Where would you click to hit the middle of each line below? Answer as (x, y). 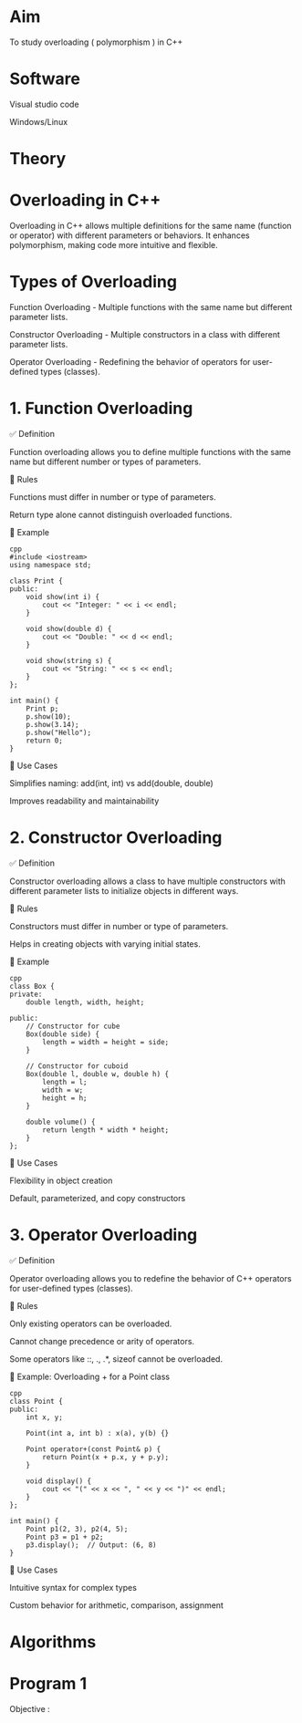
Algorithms (53, 1641)
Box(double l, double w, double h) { (98, 1074)
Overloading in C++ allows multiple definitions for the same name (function (151, 226)
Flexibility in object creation (61, 1180)
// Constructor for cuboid (77, 1066)
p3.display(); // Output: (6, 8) (91, 1545)
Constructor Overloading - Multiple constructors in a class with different (145, 334)
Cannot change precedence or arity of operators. (102, 1341)
